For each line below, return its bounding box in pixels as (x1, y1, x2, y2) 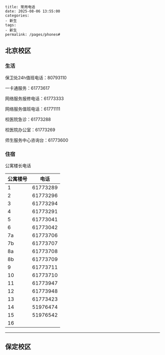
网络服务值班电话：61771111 (5, 106, 60, 112)
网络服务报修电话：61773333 (5, 95, 64, 101)
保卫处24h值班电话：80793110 (5, 75, 67, 80)
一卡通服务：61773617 (5, 85, 50, 91)
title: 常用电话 (5, 4, 35, 9)
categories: (5, 13, 29, 18)
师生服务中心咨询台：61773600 (5, 137, 69, 143)
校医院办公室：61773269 (5, 127, 55, 132)
